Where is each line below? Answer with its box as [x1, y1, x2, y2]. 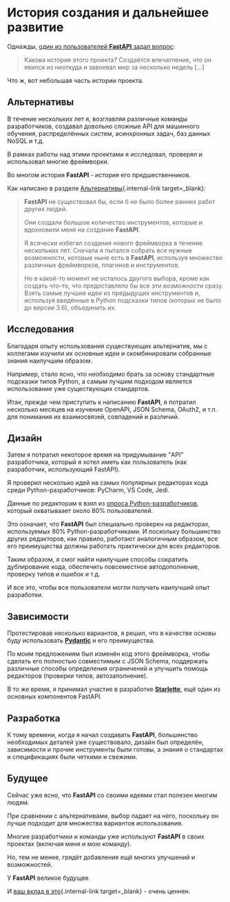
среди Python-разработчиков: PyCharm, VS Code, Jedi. [7, 486, 170, 494]
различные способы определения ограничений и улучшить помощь [7, 664, 209, 673]
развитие [7, 19, 64, 35]
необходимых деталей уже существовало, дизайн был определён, [7, 738, 205, 746]
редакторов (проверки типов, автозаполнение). [7, 672, 148, 680]
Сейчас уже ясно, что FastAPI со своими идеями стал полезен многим [7, 791, 218, 799]
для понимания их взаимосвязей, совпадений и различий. [7, 412, 180, 421]
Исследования [7, 323, 74, 335]
